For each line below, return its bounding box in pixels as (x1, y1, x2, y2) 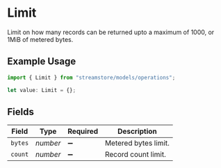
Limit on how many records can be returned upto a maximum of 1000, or (7, 28, 215, 36)
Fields (7, 106, 35, 118)
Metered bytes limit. (104, 138, 170, 148)
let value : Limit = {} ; (7, 86, 76, 93)
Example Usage (7, 56, 76, 68)
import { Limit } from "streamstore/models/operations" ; (7, 74, 176, 81)
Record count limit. (104, 150, 167, 160)
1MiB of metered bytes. (7, 35, 74, 43)
